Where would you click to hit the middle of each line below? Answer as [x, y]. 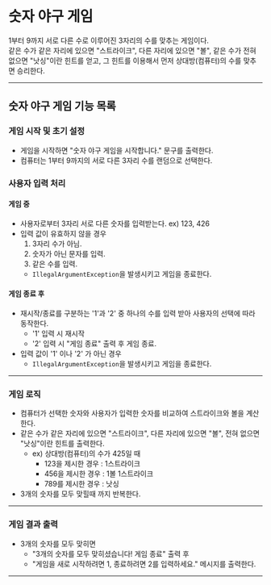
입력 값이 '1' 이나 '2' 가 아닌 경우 [71, 353]
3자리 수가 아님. [57, 244]
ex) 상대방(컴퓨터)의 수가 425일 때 [86, 453]
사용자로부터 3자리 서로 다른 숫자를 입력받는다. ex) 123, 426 [115, 224]
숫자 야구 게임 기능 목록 [63, 106]
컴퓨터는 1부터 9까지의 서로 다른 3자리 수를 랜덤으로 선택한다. [116, 160]
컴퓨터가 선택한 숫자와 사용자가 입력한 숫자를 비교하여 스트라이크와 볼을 [132, 413]
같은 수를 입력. [55, 264]
